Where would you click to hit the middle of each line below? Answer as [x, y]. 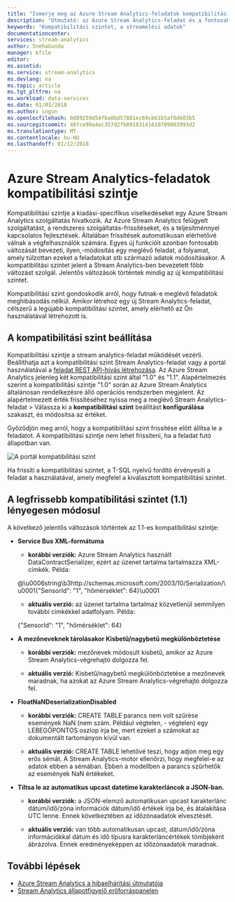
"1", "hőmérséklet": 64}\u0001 [116, 590]
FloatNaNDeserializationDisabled [67, 702]
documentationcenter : [39, 33]
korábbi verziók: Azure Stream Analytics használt [100, 554]
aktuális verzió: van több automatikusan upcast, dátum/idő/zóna [121, 829]
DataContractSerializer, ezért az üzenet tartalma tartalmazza [115, 562]
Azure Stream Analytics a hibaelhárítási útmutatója [90, 883]
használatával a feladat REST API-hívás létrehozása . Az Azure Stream [107, 369]
